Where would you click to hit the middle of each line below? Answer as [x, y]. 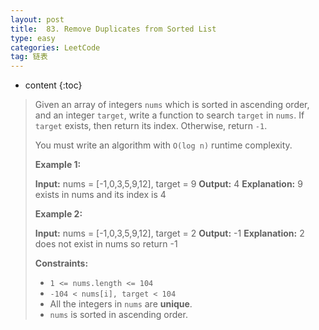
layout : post [37, 19]
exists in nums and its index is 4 [100, 195]
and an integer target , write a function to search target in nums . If [169, 115]
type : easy [33, 38]
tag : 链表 [29, 57]
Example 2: [58, 214]
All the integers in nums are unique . [121, 304]
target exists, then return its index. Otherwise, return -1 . [151, 126]
